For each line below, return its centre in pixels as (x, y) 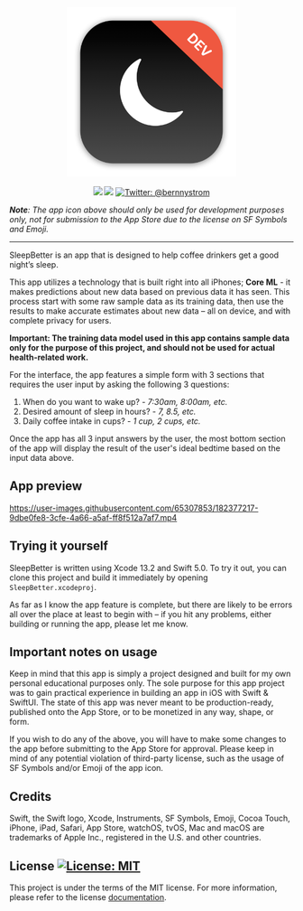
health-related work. (49, 357)
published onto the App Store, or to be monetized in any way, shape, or (142, 712)
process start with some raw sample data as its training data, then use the (147, 301)
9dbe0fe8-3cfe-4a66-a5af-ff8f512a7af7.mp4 (93, 517)
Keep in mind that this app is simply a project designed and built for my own (150, 674)
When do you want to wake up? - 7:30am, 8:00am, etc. (125, 402)
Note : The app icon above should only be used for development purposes (147, 210)
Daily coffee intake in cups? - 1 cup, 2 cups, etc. (111, 421)
